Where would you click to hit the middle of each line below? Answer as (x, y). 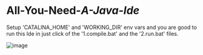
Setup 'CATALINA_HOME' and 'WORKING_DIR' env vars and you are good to (101, 27)
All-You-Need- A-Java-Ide (73, 11)
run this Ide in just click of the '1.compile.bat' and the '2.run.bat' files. (92, 33)
